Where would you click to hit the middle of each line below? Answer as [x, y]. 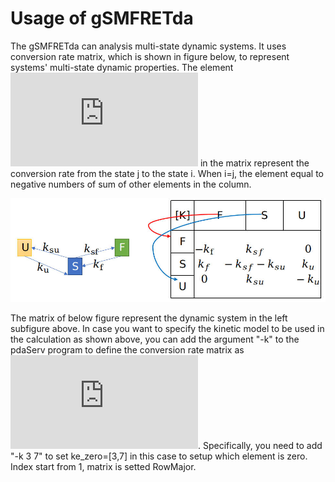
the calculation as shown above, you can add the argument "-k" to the [155, 339]
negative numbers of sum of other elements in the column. [131, 184]
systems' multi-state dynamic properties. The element [122, 67]
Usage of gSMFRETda [102, 18]
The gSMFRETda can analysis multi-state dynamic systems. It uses [148, 46]
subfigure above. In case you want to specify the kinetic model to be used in [167, 329]
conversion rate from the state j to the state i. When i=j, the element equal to [167, 173]
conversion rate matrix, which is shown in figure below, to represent [150, 56]
